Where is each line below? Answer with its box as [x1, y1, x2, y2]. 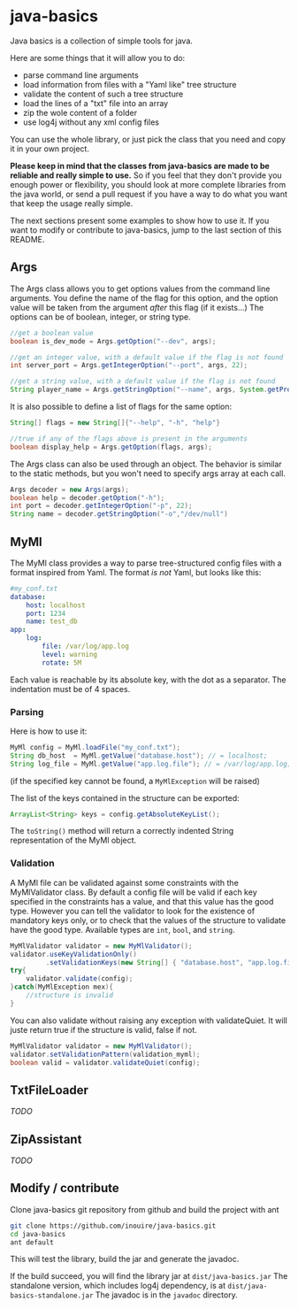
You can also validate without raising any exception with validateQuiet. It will [10, 1015, 288, 1026]
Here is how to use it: [10, 726, 88, 736]
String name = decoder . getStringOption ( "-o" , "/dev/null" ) [10, 510, 228, 519]
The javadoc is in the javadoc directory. [95, 1290, 238, 1300]
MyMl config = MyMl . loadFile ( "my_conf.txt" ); [10, 743, 180, 751]
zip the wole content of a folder [22, 107, 138, 118]
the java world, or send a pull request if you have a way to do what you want [10, 189, 288, 199]
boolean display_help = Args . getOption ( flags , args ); [10, 443, 213, 451]
